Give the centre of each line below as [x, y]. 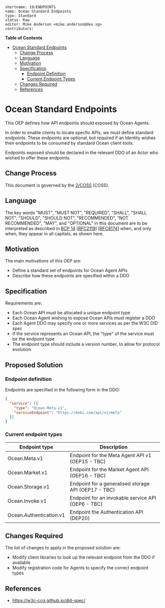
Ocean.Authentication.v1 [36, 515]
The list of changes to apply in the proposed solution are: [63, 548]
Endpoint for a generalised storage [110, 484]
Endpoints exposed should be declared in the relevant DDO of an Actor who [82, 152]
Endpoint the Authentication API [106, 512]
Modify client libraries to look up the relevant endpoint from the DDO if [83, 557]
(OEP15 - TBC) [88, 461]
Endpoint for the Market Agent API [109, 470]
